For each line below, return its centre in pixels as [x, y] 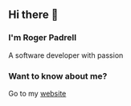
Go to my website [37, 93]
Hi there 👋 [33, 15]
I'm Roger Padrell [43, 38]
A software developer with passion [66, 55]
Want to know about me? [58, 75]
